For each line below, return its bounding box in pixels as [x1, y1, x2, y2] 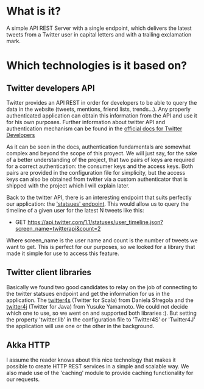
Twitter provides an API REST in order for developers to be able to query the [6, 99, 197, 106]
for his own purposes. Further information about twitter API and [6, 118, 166, 125]
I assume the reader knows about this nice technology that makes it [6, 356, 176, 363]
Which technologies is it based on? [6, 59, 188, 72]
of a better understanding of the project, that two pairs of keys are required [6, 156, 195, 163]
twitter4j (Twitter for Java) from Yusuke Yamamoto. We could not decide [6, 303, 188, 310]
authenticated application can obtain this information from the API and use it [6, 111, 198, 119]
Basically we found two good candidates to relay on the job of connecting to [6, 283, 198, 290]
